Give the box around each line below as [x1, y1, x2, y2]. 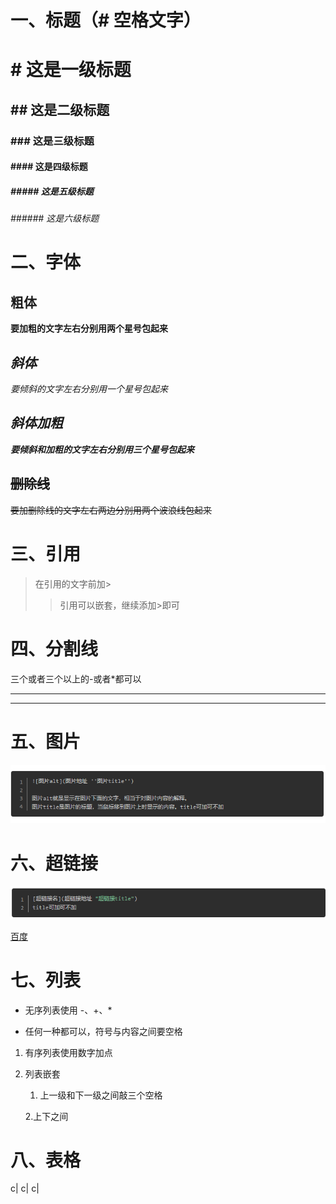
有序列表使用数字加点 [24, 1046, 113, 1058]
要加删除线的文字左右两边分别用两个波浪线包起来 [10, 504, 212, 516]
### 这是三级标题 [10, 134, 95, 148]
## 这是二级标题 [10, 101, 110, 118]
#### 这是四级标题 [10, 161, 88, 173]
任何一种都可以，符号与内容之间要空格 [24, 1025, 183, 1037]
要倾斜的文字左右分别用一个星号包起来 [10, 383, 168, 395]
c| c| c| [10, 1182, 40, 1195]
